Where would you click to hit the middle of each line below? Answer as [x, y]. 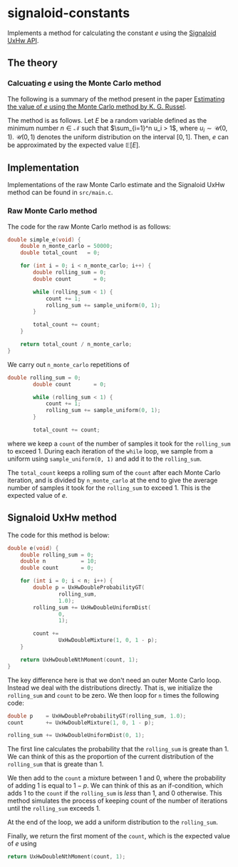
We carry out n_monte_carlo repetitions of [68, 364]
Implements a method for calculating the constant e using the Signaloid [112, 33]
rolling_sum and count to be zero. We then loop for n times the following [113, 695]
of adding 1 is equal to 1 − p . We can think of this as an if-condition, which [115, 786]
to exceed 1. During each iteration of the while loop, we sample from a [110, 451]
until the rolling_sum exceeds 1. [54, 808]
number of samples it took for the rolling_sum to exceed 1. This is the [109, 488]
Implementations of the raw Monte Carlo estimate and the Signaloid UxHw [116, 185]
